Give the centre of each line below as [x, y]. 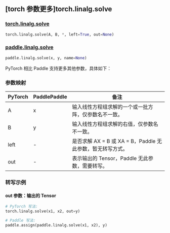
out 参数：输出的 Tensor [31, 195]
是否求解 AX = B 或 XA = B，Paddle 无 [117, 141]
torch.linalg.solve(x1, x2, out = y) [43, 211]
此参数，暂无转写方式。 [100, 149]
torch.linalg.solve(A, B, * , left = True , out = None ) [60, 35]
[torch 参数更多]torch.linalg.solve [59, 9]
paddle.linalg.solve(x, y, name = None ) [46, 58]
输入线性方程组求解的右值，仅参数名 [115, 124]
